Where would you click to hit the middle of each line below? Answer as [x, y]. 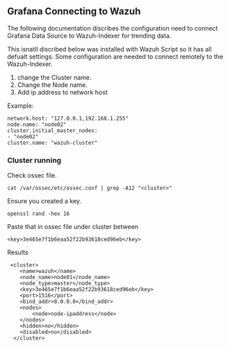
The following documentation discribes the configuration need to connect [113, 28]
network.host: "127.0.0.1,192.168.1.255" [68, 118]
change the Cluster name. [54, 77]
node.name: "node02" [37, 125]
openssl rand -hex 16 [39, 214]
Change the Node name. [52, 85]
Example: [20, 105]
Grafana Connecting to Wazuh [74, 11]
